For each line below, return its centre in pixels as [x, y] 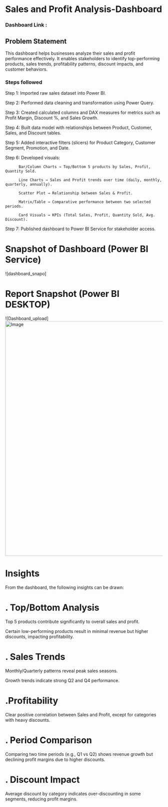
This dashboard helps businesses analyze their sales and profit [70, 53]
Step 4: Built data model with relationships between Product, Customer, [79, 128]
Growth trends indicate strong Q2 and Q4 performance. [62, 680]
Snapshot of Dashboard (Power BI [77, 249]
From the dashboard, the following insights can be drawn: [64, 587]
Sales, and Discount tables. [33, 133]
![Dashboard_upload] [27, 318]
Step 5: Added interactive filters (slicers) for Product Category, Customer [80, 143]
